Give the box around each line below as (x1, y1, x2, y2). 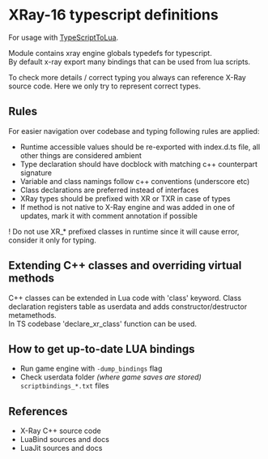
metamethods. (8, 310, 57, 320)
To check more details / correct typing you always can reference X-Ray (8, 72, 247, 82)
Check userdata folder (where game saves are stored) (19, 372, 202, 382)
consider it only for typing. (8, 235, 97, 245)
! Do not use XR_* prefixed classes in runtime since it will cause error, (8, 226, 240, 236)
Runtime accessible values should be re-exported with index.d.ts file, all (19, 142, 261, 152)
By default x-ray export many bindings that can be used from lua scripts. (8, 57, 251, 66)
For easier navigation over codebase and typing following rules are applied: (8, 126, 260, 135)
